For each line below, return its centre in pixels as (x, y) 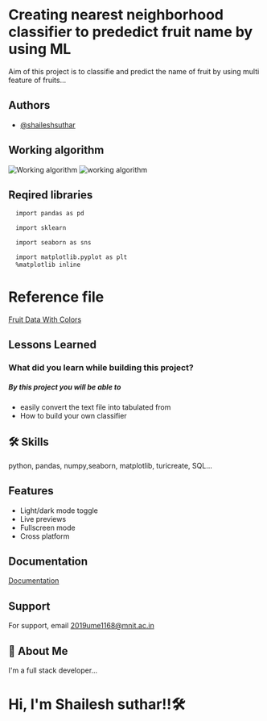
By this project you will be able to (65, 387)
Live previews (43, 519)
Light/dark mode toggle (59, 511)
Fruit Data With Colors (45, 319)
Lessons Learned (52, 345)
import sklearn (41, 228)
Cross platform (45, 536)
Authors (29, 105)
